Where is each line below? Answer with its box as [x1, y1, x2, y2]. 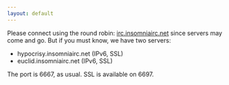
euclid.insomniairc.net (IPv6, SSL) [17, 56, 113, 65]
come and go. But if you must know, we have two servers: [7, 36, 171, 45]
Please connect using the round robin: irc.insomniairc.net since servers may [7, 29, 222, 37]
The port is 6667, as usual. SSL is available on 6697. [7, 70, 154, 78]
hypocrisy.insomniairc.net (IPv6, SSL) [17, 49, 124, 58]
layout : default [7, 10, 54, 17]
